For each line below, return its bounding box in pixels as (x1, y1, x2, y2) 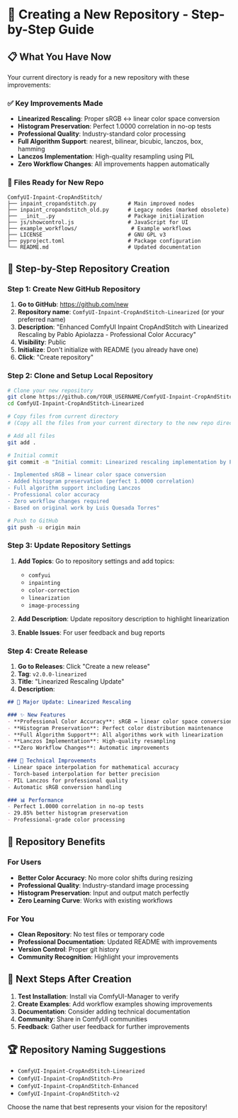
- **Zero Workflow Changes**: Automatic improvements (7, 744, 170, 752)
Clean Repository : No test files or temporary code (17, 930, 165, 939)
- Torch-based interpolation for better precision (7, 770, 160, 778)
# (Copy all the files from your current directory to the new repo (7, 419, 214, 427)
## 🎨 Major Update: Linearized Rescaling (7, 699, 132, 706)
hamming (17, 145, 45, 154)
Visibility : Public (17, 338, 67, 347)
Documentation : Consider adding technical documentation (17, 1007, 191, 1016)
